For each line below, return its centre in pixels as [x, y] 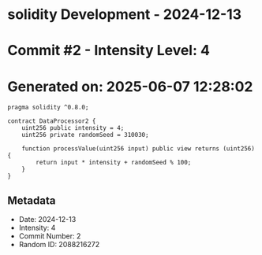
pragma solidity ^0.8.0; [48, 108]
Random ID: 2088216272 [59, 245]
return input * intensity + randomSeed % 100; [114, 163]
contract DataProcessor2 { [52, 121]
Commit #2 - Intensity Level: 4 [109, 51]
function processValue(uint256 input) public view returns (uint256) [138, 149]
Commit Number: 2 [50, 236]
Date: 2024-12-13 [47, 220]
